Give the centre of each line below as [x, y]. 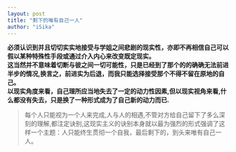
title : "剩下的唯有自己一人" [45, 20]
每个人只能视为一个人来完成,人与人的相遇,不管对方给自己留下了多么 [122, 115]
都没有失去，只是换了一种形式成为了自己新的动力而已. [91, 100]
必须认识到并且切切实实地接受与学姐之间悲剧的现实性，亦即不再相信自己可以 [118, 48]
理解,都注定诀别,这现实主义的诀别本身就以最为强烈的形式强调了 [128, 124]
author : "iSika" [31, 27]
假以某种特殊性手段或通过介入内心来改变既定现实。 [81, 56]
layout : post [26, 14]
